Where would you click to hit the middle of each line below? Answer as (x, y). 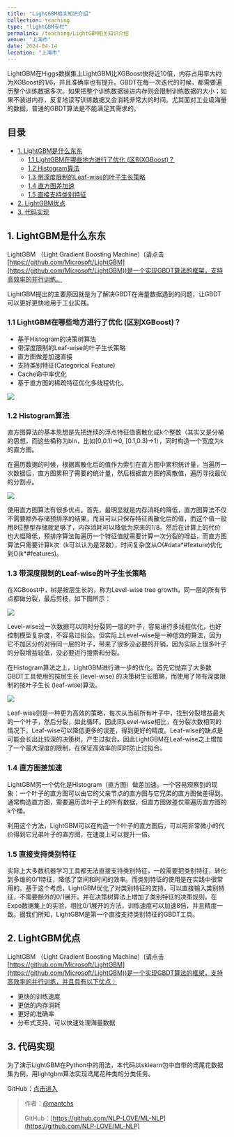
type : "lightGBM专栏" (38, 27)
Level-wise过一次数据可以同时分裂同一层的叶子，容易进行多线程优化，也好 (114, 627)
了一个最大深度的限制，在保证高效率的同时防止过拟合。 (86, 748)
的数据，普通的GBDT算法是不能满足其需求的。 (74, 108)
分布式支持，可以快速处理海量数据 (66, 1022)
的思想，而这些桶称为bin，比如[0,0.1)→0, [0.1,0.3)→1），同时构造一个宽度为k (116, 441)
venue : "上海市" (29, 40)
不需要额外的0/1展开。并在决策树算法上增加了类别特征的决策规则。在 (118, 897)
